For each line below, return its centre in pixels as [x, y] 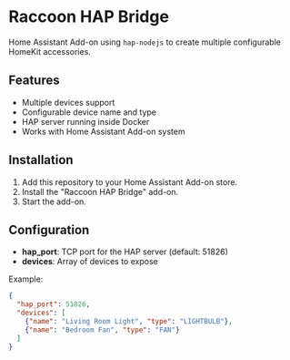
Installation [41, 160]
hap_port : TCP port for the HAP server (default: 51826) [125, 252]
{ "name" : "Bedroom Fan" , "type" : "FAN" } [102, 330]
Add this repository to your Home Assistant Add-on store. [130, 182]
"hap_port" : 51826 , [54, 304]
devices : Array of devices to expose [90, 262]
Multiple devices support [68, 102]
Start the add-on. [54, 201]
